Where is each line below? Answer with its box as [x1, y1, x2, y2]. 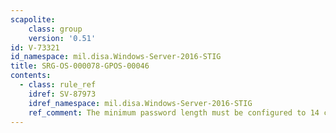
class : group [28, 24, 83, 34]
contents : [10, 71, 52, 81]
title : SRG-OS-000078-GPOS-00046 [10, 61, 150, 71]
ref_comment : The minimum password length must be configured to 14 [28, 107, 320, 118]
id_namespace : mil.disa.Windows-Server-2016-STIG [10, 52, 222, 62]
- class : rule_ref [19, 80, 97, 90]
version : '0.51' [28, 33, 97, 43]
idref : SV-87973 [28, 89, 97, 99]
